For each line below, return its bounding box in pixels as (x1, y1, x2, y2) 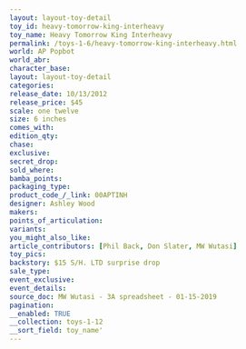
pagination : (9, 301, 54, 310)
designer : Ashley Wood (9, 199, 95, 209)
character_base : (9, 65, 71, 74)
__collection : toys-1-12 (9, 317, 103, 327)
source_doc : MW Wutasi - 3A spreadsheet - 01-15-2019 (9, 292, 218, 301)
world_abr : (9, 55, 51, 65)
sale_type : (9, 267, 51, 276)
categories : (9, 81, 54, 90)
